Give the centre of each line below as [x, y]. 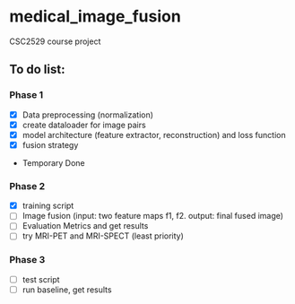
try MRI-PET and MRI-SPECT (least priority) [103, 236]
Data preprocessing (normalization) [88, 115]
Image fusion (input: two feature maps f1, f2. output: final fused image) [153, 216]
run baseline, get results [67, 290]
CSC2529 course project [55, 41]
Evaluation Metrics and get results [85, 226]
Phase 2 [27, 186]
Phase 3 [27, 260]
